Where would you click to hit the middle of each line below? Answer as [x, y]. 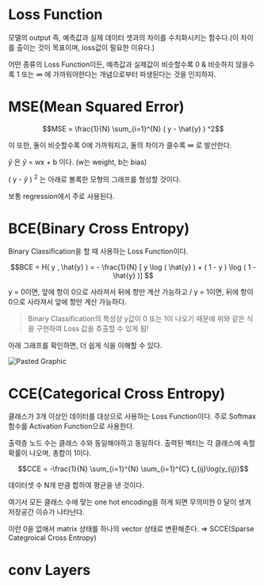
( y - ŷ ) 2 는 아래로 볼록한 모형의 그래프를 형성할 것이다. [95, 178]
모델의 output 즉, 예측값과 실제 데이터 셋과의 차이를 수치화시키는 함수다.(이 [124, 37]
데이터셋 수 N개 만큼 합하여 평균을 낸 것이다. [76, 485]
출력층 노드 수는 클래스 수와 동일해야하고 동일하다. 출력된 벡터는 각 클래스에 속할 [132, 443]
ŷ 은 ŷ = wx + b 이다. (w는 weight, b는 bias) [78, 162]
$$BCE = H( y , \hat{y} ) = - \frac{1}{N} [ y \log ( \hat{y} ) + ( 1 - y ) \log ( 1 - [133, 267]
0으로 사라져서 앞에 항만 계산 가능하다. [67, 302]
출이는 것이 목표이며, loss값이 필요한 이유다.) [86, 47]
